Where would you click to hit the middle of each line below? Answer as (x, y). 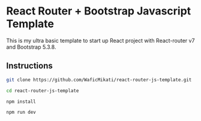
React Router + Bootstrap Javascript (99, 11)
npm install (21, 101)
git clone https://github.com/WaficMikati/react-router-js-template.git (99, 79)
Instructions (29, 66)
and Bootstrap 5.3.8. (31, 47)
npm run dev (21, 113)
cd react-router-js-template (43, 91)
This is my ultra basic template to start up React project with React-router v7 (100, 40)
